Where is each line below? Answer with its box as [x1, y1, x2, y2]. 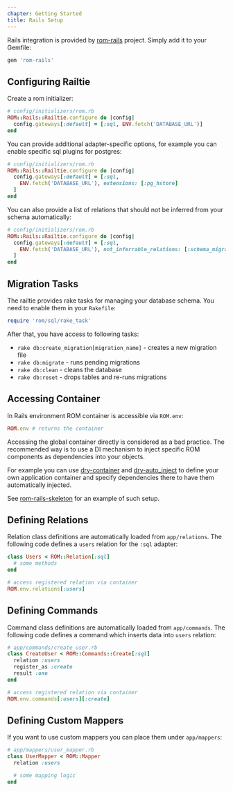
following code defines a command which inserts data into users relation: [7, 630, 216, 639]
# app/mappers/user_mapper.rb [7, 746, 95, 753]
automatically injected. [7, 481, 72, 489]
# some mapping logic [13, 772, 76, 779]
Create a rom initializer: [7, 95, 74, 103]
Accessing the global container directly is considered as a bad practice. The [7, 438, 225, 446]
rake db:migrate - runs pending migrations [17, 358, 140, 366]
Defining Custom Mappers [7, 714, 123, 726]
